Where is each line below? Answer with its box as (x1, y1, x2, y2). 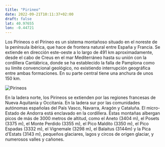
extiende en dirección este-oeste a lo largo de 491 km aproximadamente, (5, 50, 154, 56)
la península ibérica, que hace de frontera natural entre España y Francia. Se (5, 44, 161, 50)
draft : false (5, 16, 32, 21)
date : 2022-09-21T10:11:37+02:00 (5, 12, 74, 17)
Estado (5, 110, 20, 116)
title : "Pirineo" (5, 7, 41, 12)
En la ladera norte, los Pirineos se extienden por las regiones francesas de (5, 94, 156, 101)
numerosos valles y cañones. (5, 136, 65, 143)
